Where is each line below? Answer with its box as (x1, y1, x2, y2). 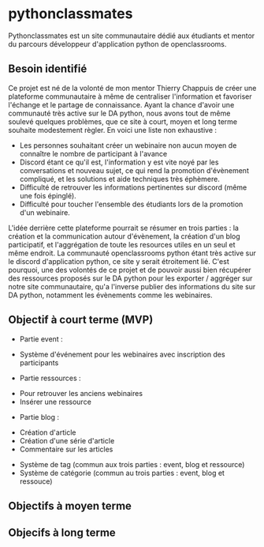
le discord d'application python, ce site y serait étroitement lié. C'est (8, 256, 230, 266)
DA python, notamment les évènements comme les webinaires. (8, 290, 213, 300)
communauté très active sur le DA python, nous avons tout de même (8, 108, 231, 118)
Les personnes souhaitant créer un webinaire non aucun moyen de (19, 140, 237, 150)
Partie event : (19, 334, 63, 344)
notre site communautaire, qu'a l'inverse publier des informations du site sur (8, 281, 256, 291)
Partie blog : (19, 412, 60, 421)
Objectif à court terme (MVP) (8, 313, 154, 326)
